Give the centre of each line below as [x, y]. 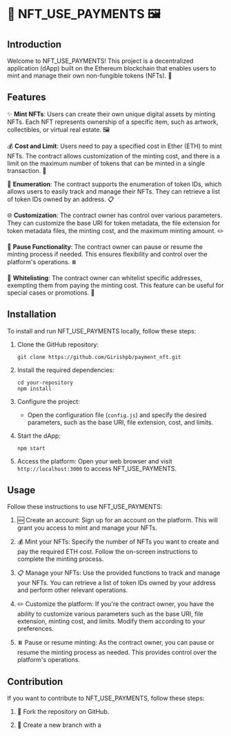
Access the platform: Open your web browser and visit [94, 461]
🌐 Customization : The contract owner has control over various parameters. [115, 215]
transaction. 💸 [27, 170]
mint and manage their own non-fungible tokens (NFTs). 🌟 [90, 75]
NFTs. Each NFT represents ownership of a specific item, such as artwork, [113, 122]
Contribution [35, 682]
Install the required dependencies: [66, 370]
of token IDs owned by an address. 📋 [61, 199]
